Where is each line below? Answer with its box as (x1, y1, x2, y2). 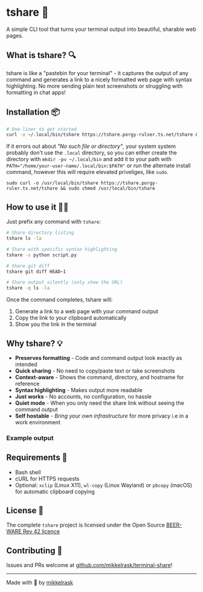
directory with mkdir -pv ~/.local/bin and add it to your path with (6, 156, 172, 163)
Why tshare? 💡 (6, 338, 63, 348)
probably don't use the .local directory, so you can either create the (6, 149, 177, 156)
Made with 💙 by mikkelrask (6, 579, 74, 587)
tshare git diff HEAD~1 (6, 268, 66, 274)
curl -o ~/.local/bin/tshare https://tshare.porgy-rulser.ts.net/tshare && (6, 131, 201, 138)
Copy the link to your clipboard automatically (14, 314, 127, 322)
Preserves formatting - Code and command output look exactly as (14, 354, 182, 361)
